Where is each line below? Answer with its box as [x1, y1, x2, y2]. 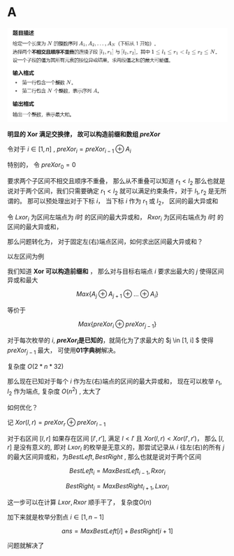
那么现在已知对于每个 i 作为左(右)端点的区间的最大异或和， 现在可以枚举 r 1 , [7, 376, 222, 387]
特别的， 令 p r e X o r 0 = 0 [7, 161, 76, 171]
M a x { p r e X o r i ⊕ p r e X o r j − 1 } [78, 320, 157, 330]
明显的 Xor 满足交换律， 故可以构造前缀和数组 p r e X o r [7, 130, 161, 138]
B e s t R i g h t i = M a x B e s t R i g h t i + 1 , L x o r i [66, 482, 169, 492]
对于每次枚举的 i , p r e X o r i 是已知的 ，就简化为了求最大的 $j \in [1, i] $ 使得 [7, 336, 214, 346]
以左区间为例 [7, 252, 44, 261]
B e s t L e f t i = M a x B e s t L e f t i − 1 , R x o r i [69, 467, 166, 477]
